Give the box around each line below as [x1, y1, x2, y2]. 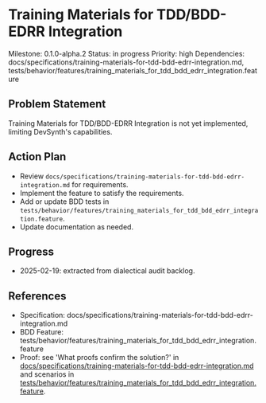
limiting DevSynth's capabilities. [8, 127, 113, 136]
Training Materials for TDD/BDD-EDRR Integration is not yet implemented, [8, 118, 249, 128]
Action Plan [8, 150, 67, 164]
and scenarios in [19, 370, 75, 379]
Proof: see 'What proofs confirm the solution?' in [19, 353, 179, 362]
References [8, 289, 67, 303]
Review [19, 171, 44, 181]
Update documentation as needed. [19, 221, 133, 232]
